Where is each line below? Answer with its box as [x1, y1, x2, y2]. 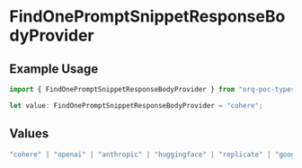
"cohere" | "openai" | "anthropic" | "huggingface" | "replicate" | [9, 150, 271, 159]
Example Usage [9, 61, 99, 76]
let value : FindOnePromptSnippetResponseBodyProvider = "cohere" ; [9, 101, 263, 110]
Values [9, 126, 49, 141]
